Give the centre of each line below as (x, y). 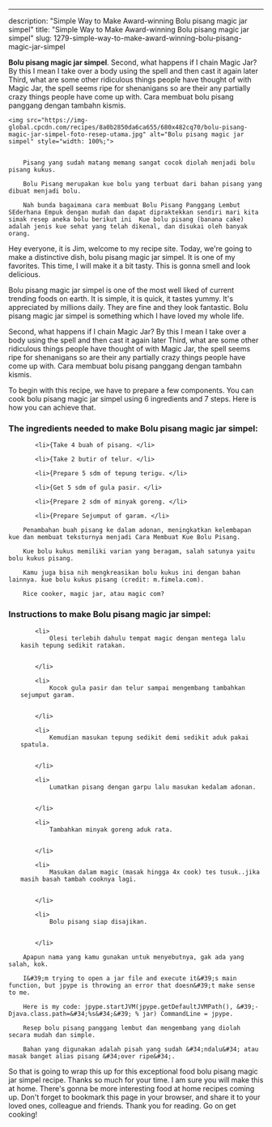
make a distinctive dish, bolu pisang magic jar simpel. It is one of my (122, 257)
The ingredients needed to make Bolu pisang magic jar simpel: (133, 428)
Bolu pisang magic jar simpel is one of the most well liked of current (121, 290)
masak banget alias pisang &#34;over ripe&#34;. (92, 1056)
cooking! (23, 1114)
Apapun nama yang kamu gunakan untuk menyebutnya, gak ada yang (134, 957)
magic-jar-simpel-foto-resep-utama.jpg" (78, 134)
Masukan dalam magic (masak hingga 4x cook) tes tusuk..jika (155, 872)
